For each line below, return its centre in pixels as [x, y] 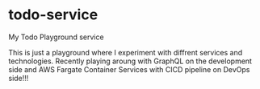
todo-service [53, 15]
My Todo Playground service [56, 37]
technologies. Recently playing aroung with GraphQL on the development [130, 61]
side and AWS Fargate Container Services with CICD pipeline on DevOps [129, 69]
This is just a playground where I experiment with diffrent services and [126, 52]
